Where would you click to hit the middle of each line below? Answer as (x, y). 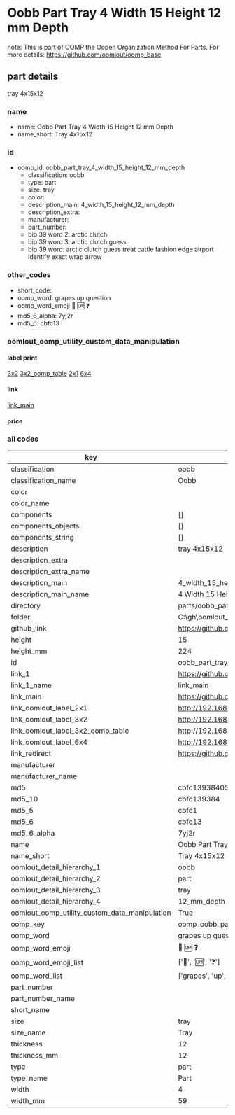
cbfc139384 (199, 799)
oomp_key (28, 924)
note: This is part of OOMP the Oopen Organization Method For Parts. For (113, 47)
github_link (29, 628)
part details (33, 77)
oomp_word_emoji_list (47, 962)
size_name (28, 1032)
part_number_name (43, 998)
